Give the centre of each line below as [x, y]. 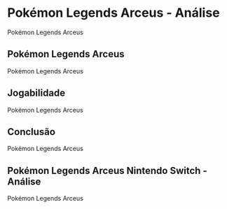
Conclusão [32, 132]
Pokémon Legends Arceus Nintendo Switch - [108, 170]
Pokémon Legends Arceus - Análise [113, 13]
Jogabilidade [36, 93]
